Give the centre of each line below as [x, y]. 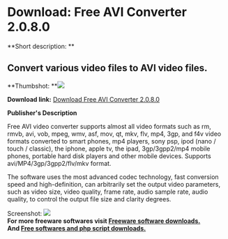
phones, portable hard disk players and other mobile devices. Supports [109, 156]
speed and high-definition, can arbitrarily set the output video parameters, [114, 184]
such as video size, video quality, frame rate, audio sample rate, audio [108, 192]
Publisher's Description [42, 113]
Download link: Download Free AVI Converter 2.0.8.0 [84, 99]
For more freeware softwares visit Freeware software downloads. [104, 221]
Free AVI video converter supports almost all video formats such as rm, [109, 126]
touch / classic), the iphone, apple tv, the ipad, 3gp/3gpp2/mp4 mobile [109, 148]
